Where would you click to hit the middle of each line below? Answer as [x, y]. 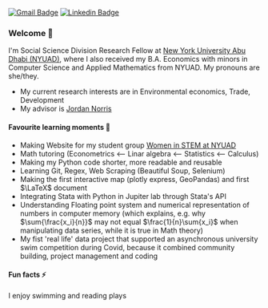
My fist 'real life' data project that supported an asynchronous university [139, 239]
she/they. [24, 76]
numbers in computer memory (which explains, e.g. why [113, 213]
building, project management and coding [89, 256]
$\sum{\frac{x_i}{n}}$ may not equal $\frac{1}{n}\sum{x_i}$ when [129, 221]
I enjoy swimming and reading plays [67, 295]
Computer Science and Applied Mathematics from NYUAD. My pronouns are [134, 67]
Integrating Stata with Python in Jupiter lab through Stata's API [123, 196]
